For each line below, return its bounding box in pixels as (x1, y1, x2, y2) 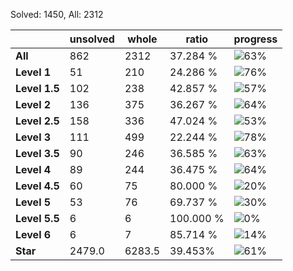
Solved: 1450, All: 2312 (10, 9, 104, 20)
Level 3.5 (15, 147, 60, 160)
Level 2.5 (15, 114, 60, 128)
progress (233, 32, 278, 46)
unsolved (69, 32, 115, 46)
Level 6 (15, 228, 52, 241)
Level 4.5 (15, 179, 60, 193)
